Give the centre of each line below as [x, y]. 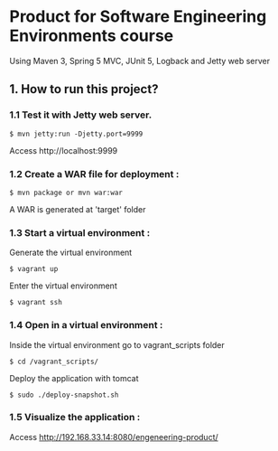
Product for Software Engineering [138, 17]
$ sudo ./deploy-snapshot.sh [64, 395]
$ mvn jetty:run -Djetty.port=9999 [76, 134]
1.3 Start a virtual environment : [80, 232]
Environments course [92, 36]
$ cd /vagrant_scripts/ [54, 362]
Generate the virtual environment [71, 253]
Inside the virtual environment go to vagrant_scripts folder [117, 344]
